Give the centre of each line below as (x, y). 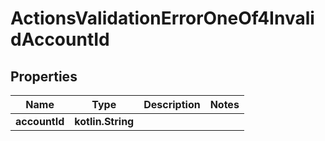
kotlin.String (104, 121)
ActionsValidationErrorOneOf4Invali (162, 18)
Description (172, 104)
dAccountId (60, 39)
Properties (44, 76)
